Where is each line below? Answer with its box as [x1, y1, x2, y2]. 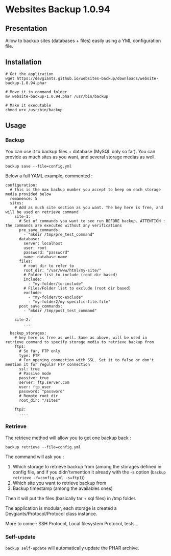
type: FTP [18, 353, 40, 358]
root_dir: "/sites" [18, 398, 60, 403]
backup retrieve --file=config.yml [5, 444, 81, 449]
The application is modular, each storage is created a [5, 505, 117, 511]
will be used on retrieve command [5, 209, 79, 215]
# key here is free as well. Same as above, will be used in [14, 335, 147, 340]
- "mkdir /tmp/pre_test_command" [23, 232, 95, 237]
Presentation [5, 24, 47, 33]
